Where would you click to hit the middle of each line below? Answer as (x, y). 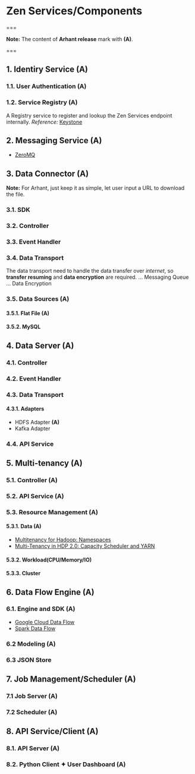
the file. (15, 195)
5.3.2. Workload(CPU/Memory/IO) (49, 560)
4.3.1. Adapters (25, 409)
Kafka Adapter (32, 428)
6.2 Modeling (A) (31, 644)
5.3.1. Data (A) (24, 526)
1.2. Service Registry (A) (42, 103)
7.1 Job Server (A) (32, 696)
